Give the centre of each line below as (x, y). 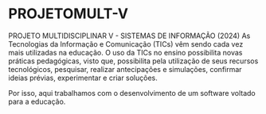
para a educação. (37, 101)
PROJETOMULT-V (68, 14)
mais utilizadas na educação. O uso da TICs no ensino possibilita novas (125, 52)
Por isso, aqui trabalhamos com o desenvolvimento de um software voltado (132, 93)
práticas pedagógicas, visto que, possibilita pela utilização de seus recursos (133, 61)
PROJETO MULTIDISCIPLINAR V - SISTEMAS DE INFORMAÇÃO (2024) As (129, 36)
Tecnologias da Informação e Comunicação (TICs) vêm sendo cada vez (126, 44)
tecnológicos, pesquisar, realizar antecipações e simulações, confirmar (125, 69)
